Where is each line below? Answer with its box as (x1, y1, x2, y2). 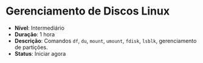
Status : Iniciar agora (14, 50, 66, 57)
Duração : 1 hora (14, 30, 55, 38)
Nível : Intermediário (14, 24, 65, 31)
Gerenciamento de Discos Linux (5, 4, 170, 18)
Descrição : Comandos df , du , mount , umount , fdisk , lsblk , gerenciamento (14, 37, 197, 44)
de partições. (14, 44, 48, 51)
